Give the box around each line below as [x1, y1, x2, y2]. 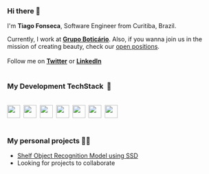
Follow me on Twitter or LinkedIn [7, 57, 102, 65]
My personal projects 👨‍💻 [7, 135, 91, 145]
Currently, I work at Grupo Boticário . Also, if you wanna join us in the [7, 35, 203, 43]
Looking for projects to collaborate [16, 158, 115, 167]
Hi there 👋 [7, 6, 41, 16]
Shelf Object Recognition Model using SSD [16, 151, 139, 160]
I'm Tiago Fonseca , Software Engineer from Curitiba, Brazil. [7, 22, 177, 30]
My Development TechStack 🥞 [7, 82, 112, 91]
